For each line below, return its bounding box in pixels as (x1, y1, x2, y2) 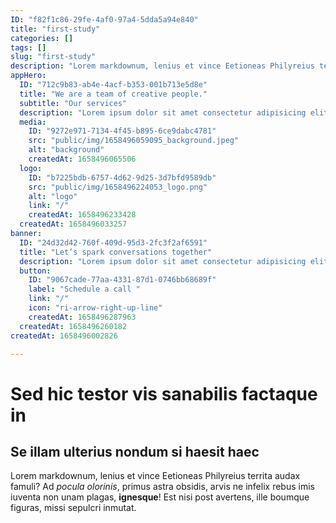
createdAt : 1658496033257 (19, 219, 128, 230)
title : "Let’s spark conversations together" (19, 247, 213, 257)
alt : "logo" (28, 191, 78, 201)
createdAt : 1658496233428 (28, 210, 137, 220)
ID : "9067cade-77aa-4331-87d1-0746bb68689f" (28, 275, 217, 285)
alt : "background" (28, 145, 105, 155)
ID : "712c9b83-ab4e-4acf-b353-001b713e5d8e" (19, 80, 208, 90)
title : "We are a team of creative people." (19, 89, 208, 99)
